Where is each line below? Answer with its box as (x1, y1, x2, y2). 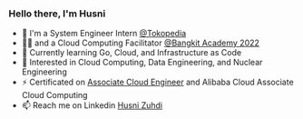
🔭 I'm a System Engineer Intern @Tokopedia (21, 28, 187, 39)
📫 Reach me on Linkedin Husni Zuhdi (21, 100, 163, 111)
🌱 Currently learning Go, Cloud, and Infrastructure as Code (21, 47, 242, 58)
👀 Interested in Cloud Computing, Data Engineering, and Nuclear (21, 57, 263, 68)
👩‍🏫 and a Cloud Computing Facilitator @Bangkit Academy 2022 (21, 37, 260, 48)
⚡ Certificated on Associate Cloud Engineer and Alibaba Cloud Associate (21, 76, 294, 88)
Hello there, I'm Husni (8, 7, 106, 20)
